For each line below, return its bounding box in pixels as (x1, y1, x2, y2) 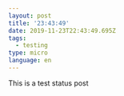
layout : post (8, 11, 52, 20)
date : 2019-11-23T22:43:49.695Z (8, 26, 116, 34)
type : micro (8, 49, 48, 57)
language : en (8, 57, 52, 65)
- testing (15, 42, 48, 50)
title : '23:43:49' (8, 19, 70, 27)
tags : (8, 34, 26, 42)
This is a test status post (8, 78, 90, 88)
